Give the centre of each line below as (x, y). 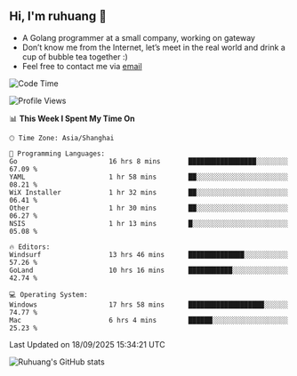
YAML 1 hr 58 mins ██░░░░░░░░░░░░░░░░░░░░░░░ (149, 177)
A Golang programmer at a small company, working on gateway (139, 37)
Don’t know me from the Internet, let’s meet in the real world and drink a (154, 47)
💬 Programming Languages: (57, 153)
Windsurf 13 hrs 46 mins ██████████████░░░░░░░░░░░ (149, 254)
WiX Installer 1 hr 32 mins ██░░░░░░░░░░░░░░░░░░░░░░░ (149, 192)
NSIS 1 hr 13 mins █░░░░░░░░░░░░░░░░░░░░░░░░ (149, 223)
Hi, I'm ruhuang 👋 (58, 16)
